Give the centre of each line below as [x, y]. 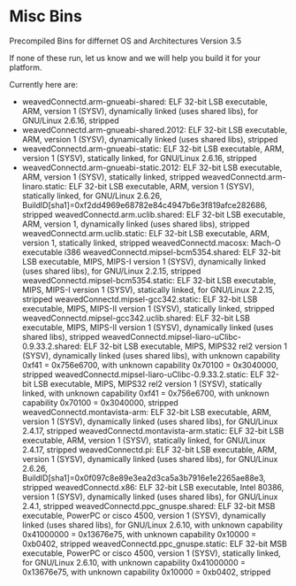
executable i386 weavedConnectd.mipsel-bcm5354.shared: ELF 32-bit [151, 252]
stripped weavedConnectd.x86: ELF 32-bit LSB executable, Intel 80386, [153, 487]
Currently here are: [43, 84]
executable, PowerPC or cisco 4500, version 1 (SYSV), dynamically [144, 515]
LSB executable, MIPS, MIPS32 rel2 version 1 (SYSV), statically [148, 383]
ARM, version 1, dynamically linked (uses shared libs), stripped [136, 224]
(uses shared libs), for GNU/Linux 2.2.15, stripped [111, 271]
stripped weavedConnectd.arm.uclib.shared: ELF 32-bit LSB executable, [153, 214]
